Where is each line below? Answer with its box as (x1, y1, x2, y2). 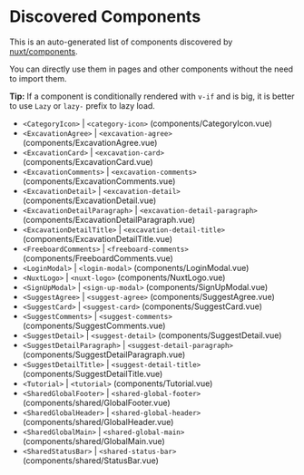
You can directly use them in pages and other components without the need (9, 63, 293, 74)
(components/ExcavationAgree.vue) (22, 137, 158, 148)
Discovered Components (9, 6, 201, 27)
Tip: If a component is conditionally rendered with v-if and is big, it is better (9, 91, 295, 102)
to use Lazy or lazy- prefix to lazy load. (9, 100, 156, 111)
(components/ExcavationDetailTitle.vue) (22, 233, 173, 244)
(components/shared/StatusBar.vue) (22, 455, 159, 466)
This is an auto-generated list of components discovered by (9, 36, 233, 47)
